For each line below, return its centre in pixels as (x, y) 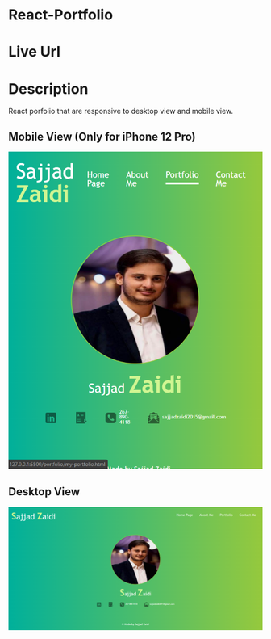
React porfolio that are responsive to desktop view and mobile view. (121, 111)
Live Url (34, 52)
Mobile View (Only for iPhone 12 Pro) (102, 136)
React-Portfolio (61, 15)
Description (48, 88)
